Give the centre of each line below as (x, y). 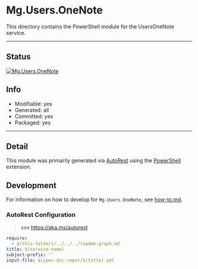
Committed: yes (34, 116)
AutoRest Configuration (41, 215)
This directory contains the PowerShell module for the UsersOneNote (90, 26)
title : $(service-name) (35, 250)
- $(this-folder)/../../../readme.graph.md (65, 244)
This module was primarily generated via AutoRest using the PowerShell (94, 161)
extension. (19, 167)
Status (19, 57)
